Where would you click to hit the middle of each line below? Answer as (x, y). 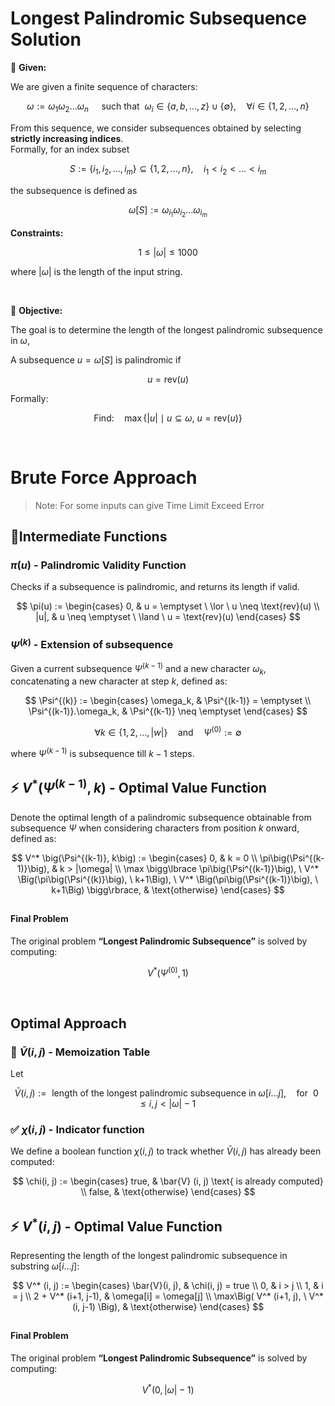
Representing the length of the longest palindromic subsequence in (149, 1256)
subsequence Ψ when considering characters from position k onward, (155, 828)
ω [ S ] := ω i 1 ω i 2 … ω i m (168, 211)
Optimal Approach (68, 1023)
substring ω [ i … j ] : (45, 1266)
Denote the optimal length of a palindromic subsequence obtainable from (161, 817)
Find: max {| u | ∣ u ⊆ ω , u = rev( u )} (168, 418)
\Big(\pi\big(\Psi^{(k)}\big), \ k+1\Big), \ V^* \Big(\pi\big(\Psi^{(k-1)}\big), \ (168, 879)
